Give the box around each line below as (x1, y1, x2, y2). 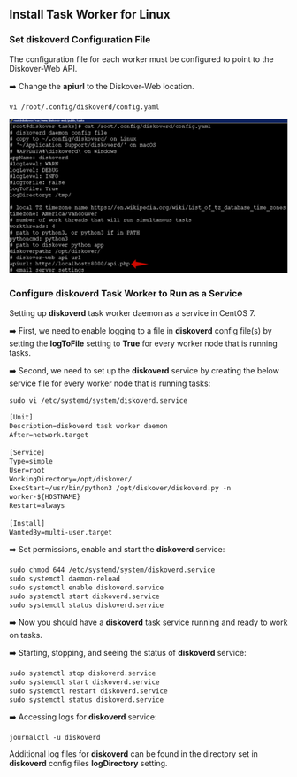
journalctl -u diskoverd (9, 733, 101, 742)
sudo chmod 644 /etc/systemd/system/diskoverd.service (9, 565, 216, 574)
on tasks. (9, 629, 42, 640)
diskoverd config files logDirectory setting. (9, 758, 168, 768)
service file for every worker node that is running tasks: (9, 378, 211, 388)
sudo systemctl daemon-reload (9, 574, 121, 583)
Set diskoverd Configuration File (9, 34, 151, 46)
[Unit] (9, 412, 34, 421)
